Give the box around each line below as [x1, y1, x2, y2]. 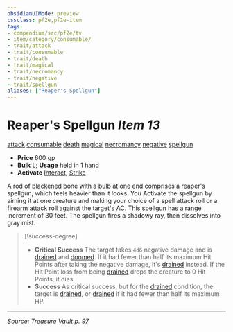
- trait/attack [7, 42, 51, 49]
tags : [7, 23, 23, 30]
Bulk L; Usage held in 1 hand [17, 161, 99, 170]
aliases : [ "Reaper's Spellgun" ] [7, 87, 101, 94]
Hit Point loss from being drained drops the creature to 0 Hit [34, 268, 206, 276]
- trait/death [7, 55, 49, 62]
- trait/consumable [7, 49, 64, 56]
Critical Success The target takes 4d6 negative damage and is [34, 245, 213, 254]
